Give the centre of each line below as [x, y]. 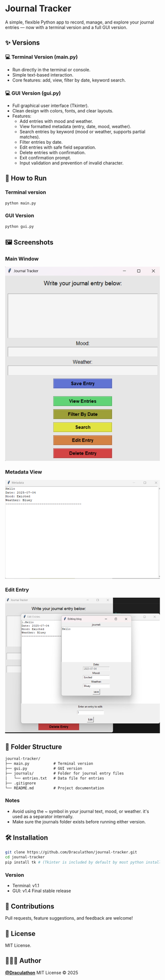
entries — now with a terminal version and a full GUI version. [66, 27]
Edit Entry [17, 589]
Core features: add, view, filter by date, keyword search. [69, 80]
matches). [30, 137]
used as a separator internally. [43, 816]
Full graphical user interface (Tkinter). [51, 106]
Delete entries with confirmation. [53, 152]
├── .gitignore [21, 783]
